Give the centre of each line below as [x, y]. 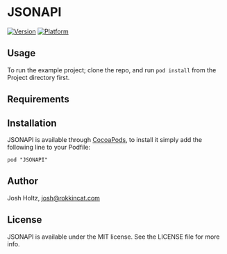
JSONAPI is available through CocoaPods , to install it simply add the [105, 139]
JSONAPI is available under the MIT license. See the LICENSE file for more [113, 237]
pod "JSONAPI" [28, 160]
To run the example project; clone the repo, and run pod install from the [112, 70]
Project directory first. [39, 77]
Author [23, 181]
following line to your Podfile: [49, 147]
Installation [32, 123]
